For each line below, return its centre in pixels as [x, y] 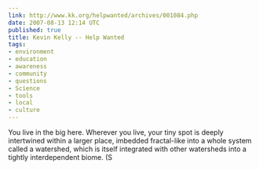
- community [27, 74]
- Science [24, 88]
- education [27, 60]
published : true [35, 30]
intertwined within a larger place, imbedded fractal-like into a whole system [130, 141]
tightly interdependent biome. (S [60, 157]
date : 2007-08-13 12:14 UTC [54, 23]
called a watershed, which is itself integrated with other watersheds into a [128, 149]
